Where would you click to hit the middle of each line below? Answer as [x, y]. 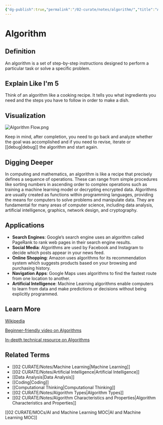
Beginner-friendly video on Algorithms [43, 330]
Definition [20, 51]
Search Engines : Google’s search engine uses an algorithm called [78, 237]
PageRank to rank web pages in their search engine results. [72, 242]
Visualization [25, 115]
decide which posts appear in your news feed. [58, 253]
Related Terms [27, 355]
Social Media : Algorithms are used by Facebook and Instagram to [78, 247]
